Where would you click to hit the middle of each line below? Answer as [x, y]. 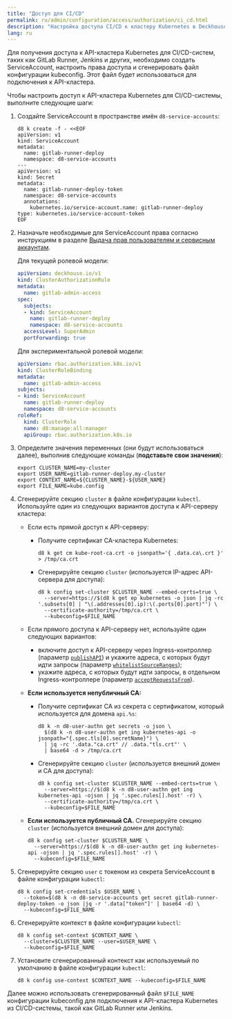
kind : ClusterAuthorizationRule [64, 280]
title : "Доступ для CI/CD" [46, 14]
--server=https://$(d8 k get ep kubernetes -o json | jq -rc [134, 599]
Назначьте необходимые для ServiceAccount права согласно [108, 233]
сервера [50, 580]
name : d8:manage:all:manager [66, 428]
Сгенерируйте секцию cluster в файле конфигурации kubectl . [109, 499]
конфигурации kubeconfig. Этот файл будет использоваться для [102, 75]
